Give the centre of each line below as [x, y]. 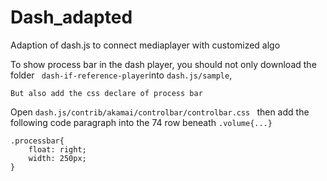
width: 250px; [57, 158]
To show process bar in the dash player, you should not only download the [163, 64]
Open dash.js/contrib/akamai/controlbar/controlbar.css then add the [160, 112]
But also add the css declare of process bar [106, 93]
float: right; [57, 149]
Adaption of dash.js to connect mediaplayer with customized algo [145, 45]
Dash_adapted [71, 17]
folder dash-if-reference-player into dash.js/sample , [121, 75]
